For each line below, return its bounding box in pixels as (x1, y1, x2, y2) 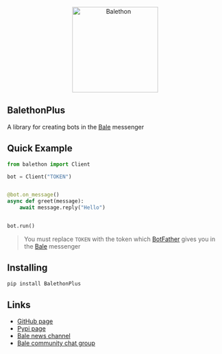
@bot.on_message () (7, 192, 60, 199)
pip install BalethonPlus (7, 280, 81, 287)
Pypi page (16, 325, 46, 333)
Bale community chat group (16, 339, 96, 347)
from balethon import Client (7, 161, 90, 168)
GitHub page (16, 317, 53, 325)
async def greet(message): (7, 198, 84, 205)
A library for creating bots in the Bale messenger (7, 123, 145, 131)
